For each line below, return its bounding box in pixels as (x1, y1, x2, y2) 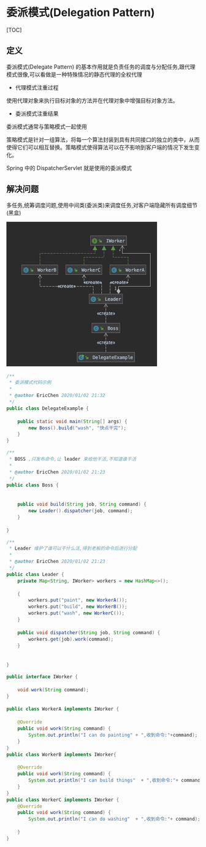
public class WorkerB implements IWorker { (6, 751, 116, 757)
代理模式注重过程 (15, 83, 59, 91)
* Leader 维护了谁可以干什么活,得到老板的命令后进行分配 (9, 545, 137, 552)
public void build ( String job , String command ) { (17, 501, 147, 508)
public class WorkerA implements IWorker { (6, 706, 120, 712)
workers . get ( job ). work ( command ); (28, 636, 114, 642)
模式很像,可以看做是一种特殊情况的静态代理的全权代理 (6, 71, 143, 78)
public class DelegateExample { (6, 405, 89, 412)
